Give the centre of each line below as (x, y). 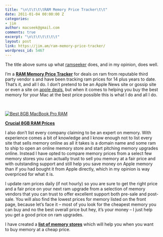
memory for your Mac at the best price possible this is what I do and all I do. (81, 95)
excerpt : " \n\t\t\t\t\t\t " (32, 37)
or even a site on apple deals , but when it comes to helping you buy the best (81, 89)
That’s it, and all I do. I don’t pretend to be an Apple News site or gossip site (81, 84)
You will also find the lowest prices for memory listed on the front (81, 199)
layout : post (18, 42)
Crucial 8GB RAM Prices (30, 123)
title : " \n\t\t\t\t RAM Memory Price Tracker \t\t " (56, 10)
